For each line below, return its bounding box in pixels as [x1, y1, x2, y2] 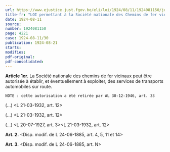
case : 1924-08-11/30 [5, 36, 49, 41]
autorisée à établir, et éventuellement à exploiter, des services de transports [5, 78, 163, 84]
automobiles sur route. [5, 84, 52, 90]
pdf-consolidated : [5, 59, 44, 64]
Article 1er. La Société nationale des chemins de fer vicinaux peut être [5, 73, 152, 79]
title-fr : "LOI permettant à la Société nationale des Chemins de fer [5, 12, 157, 17]
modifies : [5, 49, 26, 55]
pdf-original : [5, 54, 35, 60]
